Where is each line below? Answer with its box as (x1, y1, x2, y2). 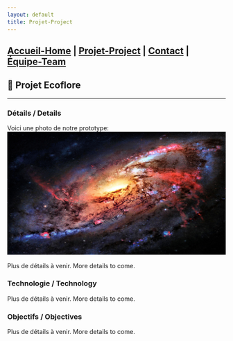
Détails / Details (7, 108, 62, 118)
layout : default (7, 11, 54, 18)
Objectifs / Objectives (7, 312, 83, 322)
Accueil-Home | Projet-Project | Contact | (7, 45, 189, 57)
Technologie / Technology (7, 279, 97, 288)
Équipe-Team (7, 55, 67, 67)
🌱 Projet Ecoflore (7, 80, 81, 91)
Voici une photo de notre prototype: (7, 124, 110, 132)
